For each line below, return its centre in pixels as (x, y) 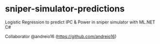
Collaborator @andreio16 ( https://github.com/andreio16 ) (61, 36)
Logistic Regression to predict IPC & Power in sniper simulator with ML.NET (80, 22)
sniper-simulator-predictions (65, 9)
